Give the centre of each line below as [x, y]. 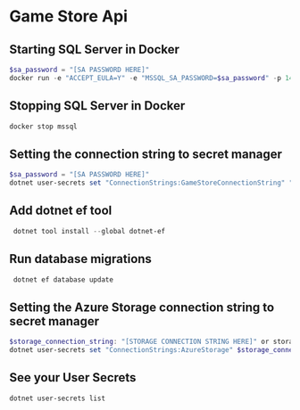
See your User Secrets [73, 377]
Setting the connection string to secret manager [146, 154]
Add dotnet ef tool [61, 211]
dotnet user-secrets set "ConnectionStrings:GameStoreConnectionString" [147, 183]
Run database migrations [80, 259]
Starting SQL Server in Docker [95, 49]
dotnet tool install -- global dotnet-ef [89, 231]
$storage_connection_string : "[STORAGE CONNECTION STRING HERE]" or [139, 342]
